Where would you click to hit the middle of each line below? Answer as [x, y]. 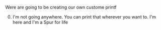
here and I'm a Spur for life [40, 22]
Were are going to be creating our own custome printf [61, 7]
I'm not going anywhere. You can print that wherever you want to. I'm [84, 17]
